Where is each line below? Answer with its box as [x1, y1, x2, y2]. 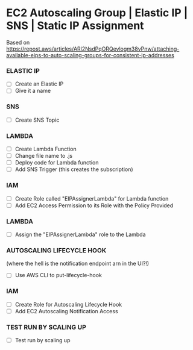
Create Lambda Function [14, 145, 77, 153]
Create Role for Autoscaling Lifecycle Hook [14, 301, 122, 308]
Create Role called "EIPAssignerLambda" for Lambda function [14, 195, 169, 202]
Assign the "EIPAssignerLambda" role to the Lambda [14, 231, 146, 238]
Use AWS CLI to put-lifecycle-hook [14, 272, 103, 279]
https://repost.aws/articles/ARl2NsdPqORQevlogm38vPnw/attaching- [6, 45, 180, 52]
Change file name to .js [14, 152, 73, 160]
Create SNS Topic [14, 116, 60, 123]
